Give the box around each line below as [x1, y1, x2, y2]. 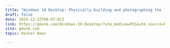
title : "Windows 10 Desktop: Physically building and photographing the [5, 7, 162, 13]
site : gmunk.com [5, 26, 39, 31]
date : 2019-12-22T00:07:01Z [5, 17, 65, 22]
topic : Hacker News [5, 31, 47, 36]
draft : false [5, 12, 33, 17]
